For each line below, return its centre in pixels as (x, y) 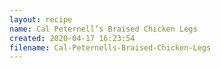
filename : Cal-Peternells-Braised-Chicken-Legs (110, 47)
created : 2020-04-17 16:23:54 (72, 38)
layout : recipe (41, 19)
